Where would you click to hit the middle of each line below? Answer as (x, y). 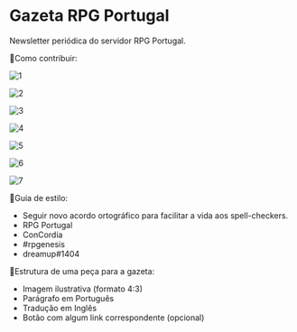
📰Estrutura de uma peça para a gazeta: (82, 271)
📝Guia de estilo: (39, 198)
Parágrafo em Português (68, 298)
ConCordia (42, 235)
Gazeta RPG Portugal (89, 16)
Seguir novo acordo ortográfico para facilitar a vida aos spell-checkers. (155, 215)
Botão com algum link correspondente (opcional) (113, 318)
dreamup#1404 (51, 254)
